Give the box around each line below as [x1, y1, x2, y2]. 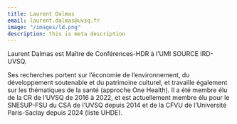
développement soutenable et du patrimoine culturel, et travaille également [7, 79, 228, 87]
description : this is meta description [7, 30, 126, 38]
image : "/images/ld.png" [7, 23, 81, 30]
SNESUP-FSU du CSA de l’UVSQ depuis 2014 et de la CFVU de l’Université [7, 101, 227, 110]
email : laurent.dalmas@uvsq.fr [7, 17, 100, 24]
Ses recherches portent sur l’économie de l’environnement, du [7, 71, 190, 79]
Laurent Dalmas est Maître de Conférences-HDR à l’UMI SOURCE [7, 50, 199, 58]
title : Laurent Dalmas [7, 10, 75, 18]
